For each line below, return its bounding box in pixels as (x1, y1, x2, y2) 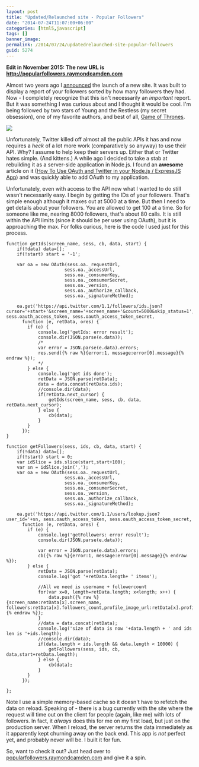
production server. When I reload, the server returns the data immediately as (6, 723, 193, 731)
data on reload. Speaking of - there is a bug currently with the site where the (6, 705, 193, 712)
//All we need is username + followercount (37, 583, 147, 590)
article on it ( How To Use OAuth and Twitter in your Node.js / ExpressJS (6, 167, 181, 174)
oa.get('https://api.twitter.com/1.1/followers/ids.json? (17, 303, 163, 309)
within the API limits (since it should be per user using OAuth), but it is (6, 216, 176, 223)
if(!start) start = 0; (17, 454, 73, 460)
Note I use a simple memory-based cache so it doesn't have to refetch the (6, 698, 188, 705)
